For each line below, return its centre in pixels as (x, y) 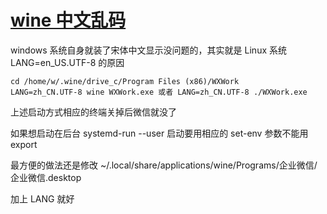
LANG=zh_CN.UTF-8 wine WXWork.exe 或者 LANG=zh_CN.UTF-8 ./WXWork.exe (159, 92)
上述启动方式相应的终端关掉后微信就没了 (93, 112)
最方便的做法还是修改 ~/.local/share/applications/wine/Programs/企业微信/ (164, 165)
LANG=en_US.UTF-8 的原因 (67, 62)
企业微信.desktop (46, 177)
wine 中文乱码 (68, 20)
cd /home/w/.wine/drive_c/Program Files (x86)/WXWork (125, 81)
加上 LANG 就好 (42, 198)
